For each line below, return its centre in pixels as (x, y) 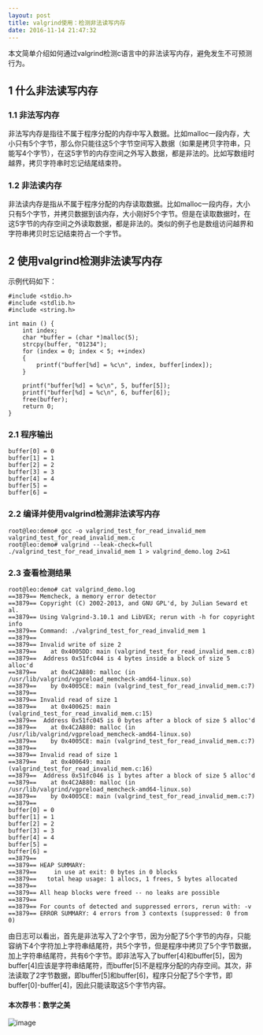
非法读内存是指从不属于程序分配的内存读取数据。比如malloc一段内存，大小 (129, 204)
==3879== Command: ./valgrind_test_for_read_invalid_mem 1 (107, 631)
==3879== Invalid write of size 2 (65, 645)
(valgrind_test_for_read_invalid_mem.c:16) (81, 769)
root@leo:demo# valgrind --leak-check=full (81, 544)
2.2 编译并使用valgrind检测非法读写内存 (84, 514)
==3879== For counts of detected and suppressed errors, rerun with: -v (130, 907)
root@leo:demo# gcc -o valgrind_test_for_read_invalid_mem (107, 531)
